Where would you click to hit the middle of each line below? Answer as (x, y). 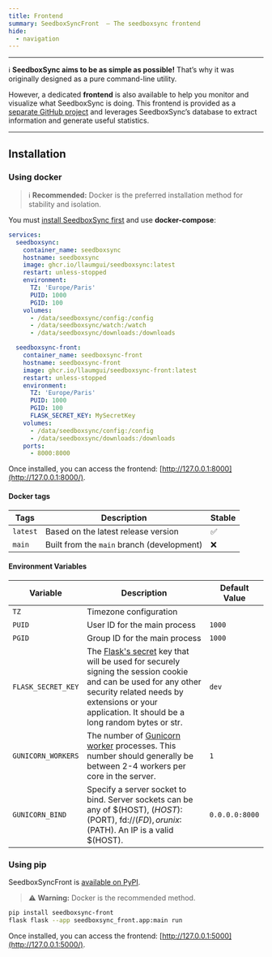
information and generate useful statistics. (79, 121)
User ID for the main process (141, 625)
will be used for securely (133, 661)
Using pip (28, 864)
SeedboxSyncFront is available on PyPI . (74, 882)
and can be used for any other (144, 682)
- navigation (38, 39)
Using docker (35, 177)
